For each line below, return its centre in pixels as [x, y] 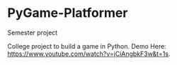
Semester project [33, 32]
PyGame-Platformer [68, 13]
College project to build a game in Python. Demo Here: [87, 46]
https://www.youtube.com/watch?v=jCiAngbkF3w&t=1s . [89, 54]
